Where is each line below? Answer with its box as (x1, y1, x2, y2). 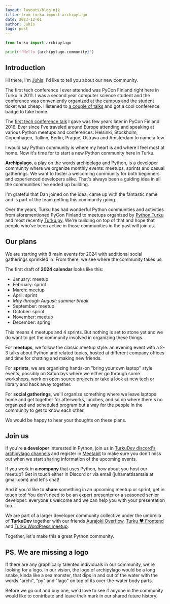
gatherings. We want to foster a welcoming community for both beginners (5, 170, 160, 176)
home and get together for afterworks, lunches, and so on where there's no (5, 396, 163, 402)
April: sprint (12, 292, 37, 298)
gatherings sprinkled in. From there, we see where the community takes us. (5, 256, 163, 262)
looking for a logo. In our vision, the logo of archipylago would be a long (5, 567, 156, 573)
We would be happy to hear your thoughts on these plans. (5, 417, 127, 423)
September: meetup (12, 303, 55, 309)
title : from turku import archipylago (5, 12, 87, 17)
